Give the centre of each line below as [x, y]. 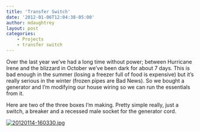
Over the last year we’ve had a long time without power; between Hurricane [99, 62]
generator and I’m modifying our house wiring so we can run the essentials [98, 87]
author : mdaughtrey [30, 23]
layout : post [22, 28]
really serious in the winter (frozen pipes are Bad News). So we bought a [96, 80]
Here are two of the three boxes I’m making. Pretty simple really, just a [93, 105]
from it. [15, 93]
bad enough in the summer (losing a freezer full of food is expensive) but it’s [100, 74]
